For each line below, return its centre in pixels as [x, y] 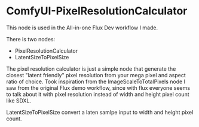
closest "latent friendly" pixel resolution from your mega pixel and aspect [96, 75]
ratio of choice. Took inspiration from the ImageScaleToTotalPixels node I [96, 81]
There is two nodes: [31, 39]
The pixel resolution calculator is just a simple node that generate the [91, 69]
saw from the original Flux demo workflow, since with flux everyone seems [98, 87]
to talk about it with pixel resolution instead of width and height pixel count [98, 94]
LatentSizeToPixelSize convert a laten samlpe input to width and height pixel [100, 112]
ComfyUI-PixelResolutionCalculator [97, 11]
